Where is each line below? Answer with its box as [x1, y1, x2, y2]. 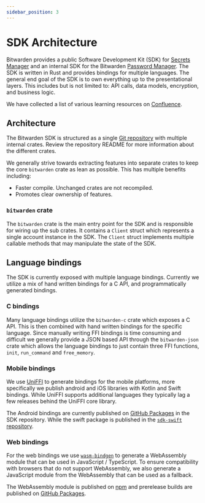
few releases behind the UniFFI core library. [6, 397, 117, 405]
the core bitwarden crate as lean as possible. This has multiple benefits [6, 166, 186, 173]
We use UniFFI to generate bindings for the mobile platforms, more [6, 378, 175, 386]
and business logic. [6, 88, 56, 96]
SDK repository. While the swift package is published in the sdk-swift [6, 416, 182, 424]
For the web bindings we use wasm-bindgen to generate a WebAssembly [6, 452, 187, 459]
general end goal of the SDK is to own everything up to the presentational [6, 75, 192, 83]
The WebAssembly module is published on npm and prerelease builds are [6, 483, 193, 491]
